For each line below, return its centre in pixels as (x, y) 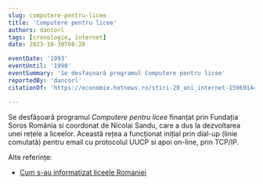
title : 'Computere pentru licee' (63, 23)
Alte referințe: (30, 157)
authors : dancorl (36, 30)
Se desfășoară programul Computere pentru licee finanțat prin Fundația (123, 117)
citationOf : (27, 88)
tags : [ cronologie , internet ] (58, 37)
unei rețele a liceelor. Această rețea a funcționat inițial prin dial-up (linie (123, 133)
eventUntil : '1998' (40, 66)
